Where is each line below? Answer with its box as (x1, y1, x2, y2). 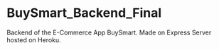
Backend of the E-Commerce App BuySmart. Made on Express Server (6, 28, 212, 37)
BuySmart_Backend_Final (6, 5, 162, 21)
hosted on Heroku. (6, 35, 61, 44)
